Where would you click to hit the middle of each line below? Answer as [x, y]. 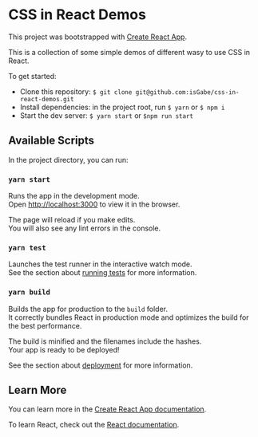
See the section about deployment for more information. [101, 365]
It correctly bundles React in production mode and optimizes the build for [129, 317]
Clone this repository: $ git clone [76, 91]
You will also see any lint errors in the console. [85, 228]
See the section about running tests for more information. [103, 273]
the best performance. [45, 325]
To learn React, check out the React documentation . [94, 425]
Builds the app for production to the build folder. [88, 309]
